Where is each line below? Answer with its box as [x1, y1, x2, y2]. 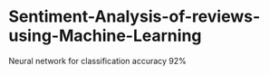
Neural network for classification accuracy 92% [8, 55, 187, 66]
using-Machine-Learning [8, 25, 202, 46]
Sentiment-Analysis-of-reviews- [8, 6, 261, 27]
